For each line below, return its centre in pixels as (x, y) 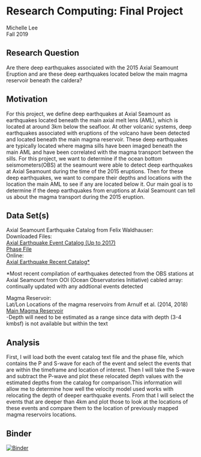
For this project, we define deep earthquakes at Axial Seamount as (88, 114)
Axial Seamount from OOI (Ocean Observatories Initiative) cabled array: (94, 280)
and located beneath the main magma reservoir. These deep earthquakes (97, 139)
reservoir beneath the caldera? (44, 80)
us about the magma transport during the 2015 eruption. (76, 197)
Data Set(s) (28, 216)
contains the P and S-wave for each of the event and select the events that (99, 363)
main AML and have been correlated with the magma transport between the (100, 152)
